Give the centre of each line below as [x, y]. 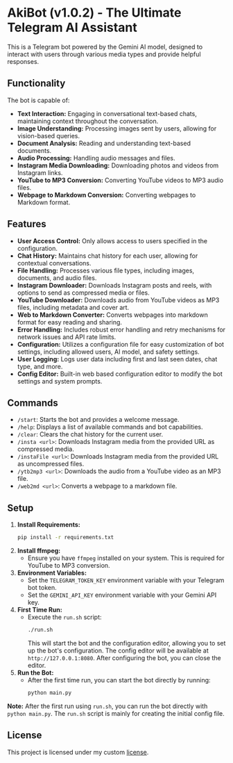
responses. [23, 61]
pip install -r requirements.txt [66, 538]
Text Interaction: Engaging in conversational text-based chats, [107, 113]
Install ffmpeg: [39, 551]
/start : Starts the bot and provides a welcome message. [98, 420]
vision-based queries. [48, 136]
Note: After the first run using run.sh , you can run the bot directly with [107, 706]
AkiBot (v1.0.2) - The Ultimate [94, 13]
